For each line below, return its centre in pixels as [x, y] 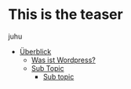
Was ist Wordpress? [63, 60]
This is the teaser [65, 15]
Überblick [35, 51]
